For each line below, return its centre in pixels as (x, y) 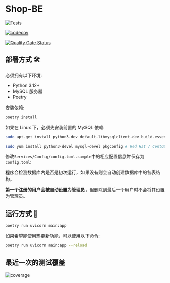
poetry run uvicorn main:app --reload (46, 246)
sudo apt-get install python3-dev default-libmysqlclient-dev (72, 137)
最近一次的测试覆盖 (35, 262)
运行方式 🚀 (22, 214)
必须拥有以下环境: (24, 75)
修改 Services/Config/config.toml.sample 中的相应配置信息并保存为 (75, 156)
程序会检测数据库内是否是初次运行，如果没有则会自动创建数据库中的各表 (80, 172)
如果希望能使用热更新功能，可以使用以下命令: (53, 236)
